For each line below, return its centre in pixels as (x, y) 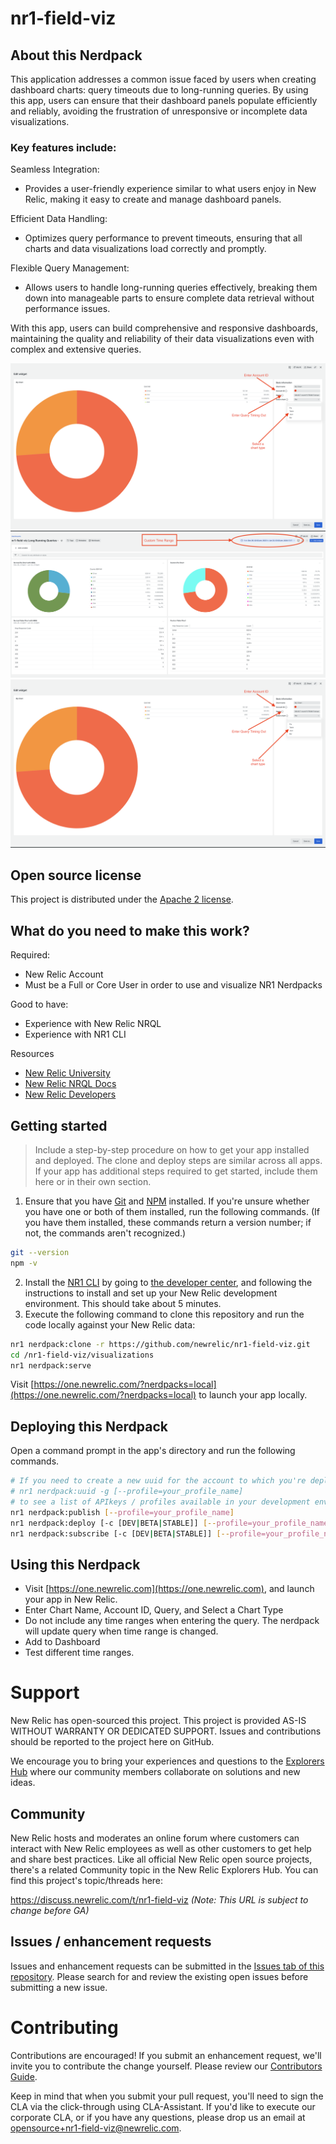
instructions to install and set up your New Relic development (151, 1293)
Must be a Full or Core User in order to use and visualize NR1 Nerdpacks (173, 985)
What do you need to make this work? (130, 930)
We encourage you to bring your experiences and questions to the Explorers (167, 1761)
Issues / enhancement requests (111, 1942)
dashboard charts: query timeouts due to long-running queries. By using (159, 90)
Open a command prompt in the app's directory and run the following (153, 1451)
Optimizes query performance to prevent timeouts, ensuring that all (163, 238)
